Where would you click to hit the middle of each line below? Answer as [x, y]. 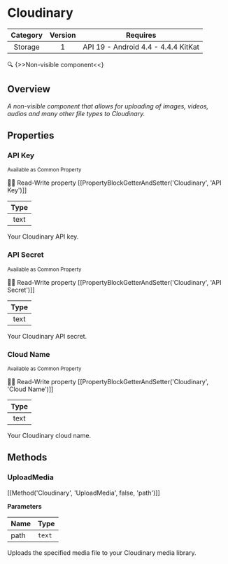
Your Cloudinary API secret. [47, 336]
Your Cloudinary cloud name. [49, 436]
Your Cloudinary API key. [43, 237]
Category [27, 35]
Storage [27, 47]
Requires [141, 35]
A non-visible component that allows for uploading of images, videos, [108, 106]
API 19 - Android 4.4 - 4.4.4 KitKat [141, 47]
